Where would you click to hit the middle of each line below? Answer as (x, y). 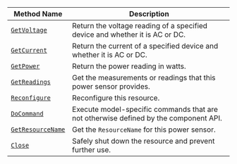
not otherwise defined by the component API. (147, 118)
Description (149, 14)
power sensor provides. (111, 86)
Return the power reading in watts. (129, 66)
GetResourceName (38, 130)
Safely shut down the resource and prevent (143, 141)
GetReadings (31, 82)
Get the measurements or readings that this (144, 78)
